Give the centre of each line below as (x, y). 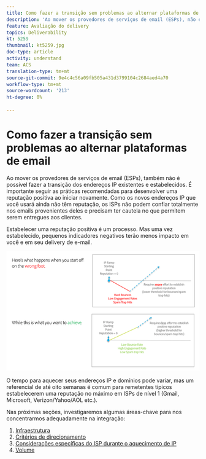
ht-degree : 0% (25, 97)
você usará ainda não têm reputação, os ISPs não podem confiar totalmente (102, 204)
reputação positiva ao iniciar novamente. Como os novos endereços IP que (101, 197)
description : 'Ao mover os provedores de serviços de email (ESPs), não (101, 19)
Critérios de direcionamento (51, 437)
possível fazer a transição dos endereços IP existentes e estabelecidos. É (99, 184)
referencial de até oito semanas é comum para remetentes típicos (89, 387)
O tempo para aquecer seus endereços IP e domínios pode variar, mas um (100, 380)
